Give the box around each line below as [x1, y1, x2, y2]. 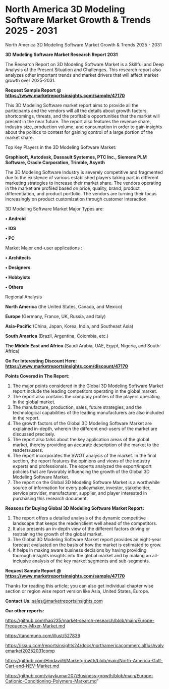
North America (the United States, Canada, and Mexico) [5, 303, 123, 309]
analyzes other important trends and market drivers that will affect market [5, 72, 158, 78]
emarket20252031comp [5, 648, 55, 654]
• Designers [5, 264, 31, 271]
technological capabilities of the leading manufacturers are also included [12, 409, 164, 415]
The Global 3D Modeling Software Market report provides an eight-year [12, 536, 161, 542]
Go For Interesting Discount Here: [5, 357, 77, 364]
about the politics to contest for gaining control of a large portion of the [5, 129, 153, 135]
